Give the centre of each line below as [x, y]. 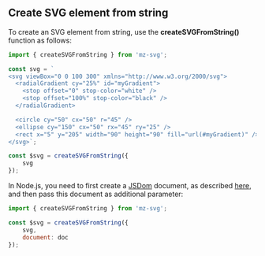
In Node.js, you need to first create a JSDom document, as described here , [130, 186]
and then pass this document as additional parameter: [96, 194]
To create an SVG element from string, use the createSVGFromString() [124, 32]
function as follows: [40, 40]
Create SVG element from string [88, 13]
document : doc [45, 237]
